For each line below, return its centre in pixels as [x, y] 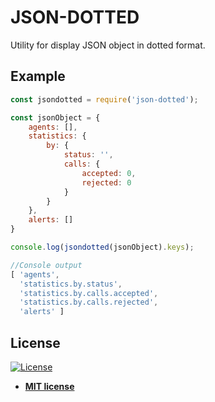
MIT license [49, 386]
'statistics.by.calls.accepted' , [89, 293]
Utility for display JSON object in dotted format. [108, 45]
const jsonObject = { [55, 117]
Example [38, 76]
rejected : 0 [106, 182]
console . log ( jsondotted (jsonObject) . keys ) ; [102, 247]
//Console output [46, 265]
